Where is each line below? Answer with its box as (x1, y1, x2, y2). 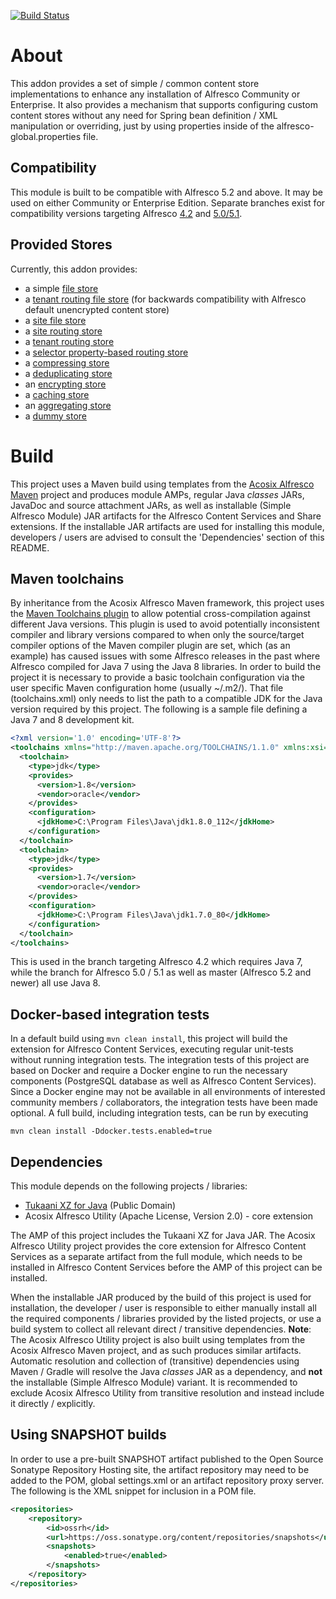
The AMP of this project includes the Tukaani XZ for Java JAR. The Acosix (10, 1230, 316, 1242)
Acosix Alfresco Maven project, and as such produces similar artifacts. (10, 1345, 302, 1357)
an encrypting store (24, 378, 107, 390)
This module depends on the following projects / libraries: (10, 1180, 248, 1192)
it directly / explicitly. (10, 1398, 96, 1410)
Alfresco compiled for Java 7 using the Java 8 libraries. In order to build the (10, 661, 322, 673)
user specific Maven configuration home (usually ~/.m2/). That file (10, 682, 284, 694)
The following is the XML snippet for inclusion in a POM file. (10, 1485, 257, 1497)
